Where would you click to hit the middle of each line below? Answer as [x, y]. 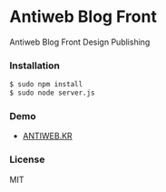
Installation [35, 66]
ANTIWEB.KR [47, 136]
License [27, 159]
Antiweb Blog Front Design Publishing [80, 42]
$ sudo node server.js [52, 93]
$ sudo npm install [46, 85]
